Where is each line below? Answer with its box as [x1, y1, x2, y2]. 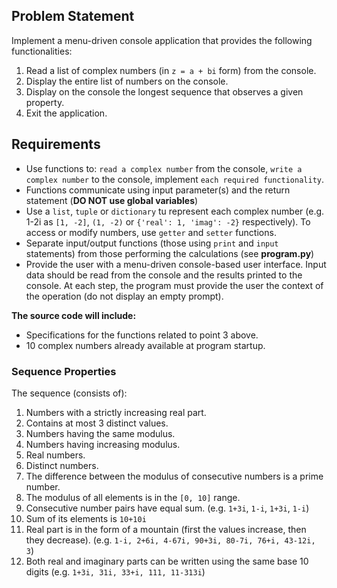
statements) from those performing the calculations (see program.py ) [25, 247, 315, 259]
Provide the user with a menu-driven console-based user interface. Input [25, 258, 327, 270]
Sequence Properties [11, 364, 117, 378]
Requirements [11, 136, 101, 153]
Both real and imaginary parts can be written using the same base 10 [25, 555, 309, 567]
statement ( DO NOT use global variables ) [25, 194, 199, 206]
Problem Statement [11, 8, 135, 25]
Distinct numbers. [25, 459, 99, 471]
